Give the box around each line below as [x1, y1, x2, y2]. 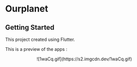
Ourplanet [5, 3, 49, 15]
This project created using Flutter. [5, 36, 75, 42]
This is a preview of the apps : [5, 46, 68, 52]
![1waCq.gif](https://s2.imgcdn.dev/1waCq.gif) [37, 56, 132, 62]
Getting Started [5, 23, 55, 32]
